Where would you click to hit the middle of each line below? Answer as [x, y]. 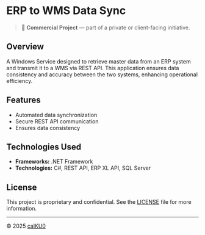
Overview [25, 47]
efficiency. [20, 81]
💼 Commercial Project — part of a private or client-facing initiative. [106, 27]
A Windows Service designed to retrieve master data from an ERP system [99, 61]
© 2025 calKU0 [26, 226]
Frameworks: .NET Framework [54, 162]
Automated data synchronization [56, 115]
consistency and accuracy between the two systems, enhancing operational [102, 74]
